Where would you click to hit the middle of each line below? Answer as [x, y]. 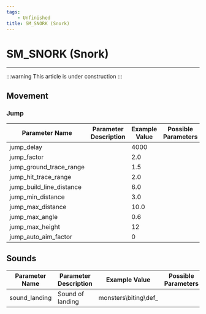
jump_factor [27, 157]
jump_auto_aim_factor [41, 237]
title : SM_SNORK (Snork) [38, 23]
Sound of [71, 294]
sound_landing [31, 297]
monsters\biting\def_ [128, 297]
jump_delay [26, 147]
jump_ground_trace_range [47, 167]
